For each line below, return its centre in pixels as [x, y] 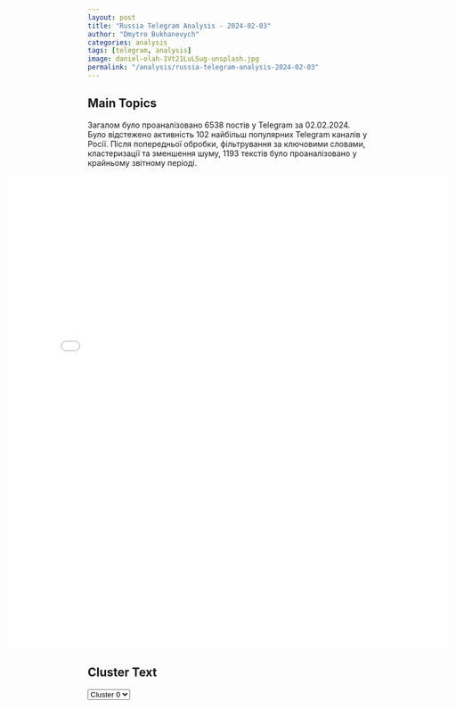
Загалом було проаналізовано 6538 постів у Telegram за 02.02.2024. [219, 125]
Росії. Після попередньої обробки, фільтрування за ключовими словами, [227, 144]
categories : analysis [128, 42]
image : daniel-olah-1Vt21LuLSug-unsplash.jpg [173, 59]
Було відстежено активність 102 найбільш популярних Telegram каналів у [228, 134]
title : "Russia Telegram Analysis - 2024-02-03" [179, 26]
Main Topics [122, 103]
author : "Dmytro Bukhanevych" [144, 34]
